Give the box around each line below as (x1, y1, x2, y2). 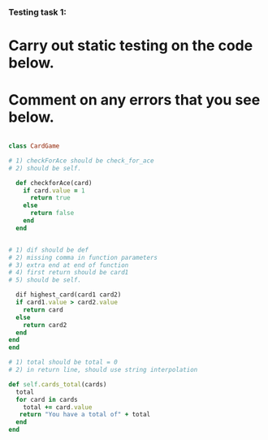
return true (29, 194, 71, 202)
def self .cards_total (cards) (8, 380, 107, 388)
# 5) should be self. (8, 276, 82, 284)
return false (29, 209, 75, 218)
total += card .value (23, 403, 93, 412)
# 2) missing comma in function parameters (8, 253, 158, 261)
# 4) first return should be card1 (8, 269, 129, 277)
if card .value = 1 (23, 186, 85, 195)
